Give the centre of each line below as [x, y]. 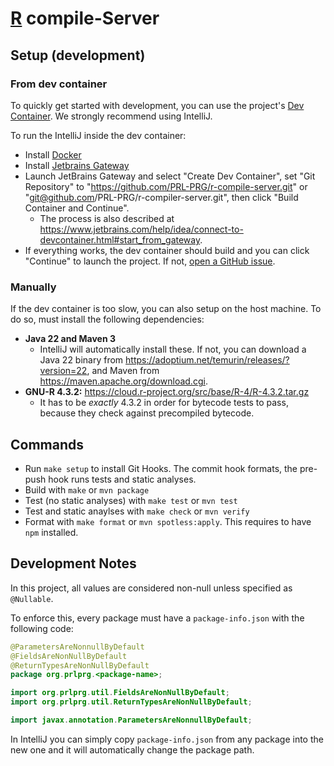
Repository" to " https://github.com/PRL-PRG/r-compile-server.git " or [166, 186]
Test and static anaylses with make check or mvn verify [137, 511]
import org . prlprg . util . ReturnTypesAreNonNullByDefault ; [131, 702]
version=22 [63, 371]
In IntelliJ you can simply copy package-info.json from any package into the [167, 739]
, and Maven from [123, 371]
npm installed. [51, 532]
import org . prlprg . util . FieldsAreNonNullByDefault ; [120, 693]
